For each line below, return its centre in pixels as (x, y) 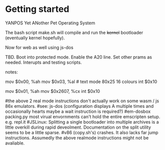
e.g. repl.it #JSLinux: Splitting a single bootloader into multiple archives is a (82, 122)
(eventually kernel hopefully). (35, 38)
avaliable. (15, 143)
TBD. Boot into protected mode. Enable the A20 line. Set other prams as (79, 57)
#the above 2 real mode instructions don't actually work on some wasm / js (82, 101)
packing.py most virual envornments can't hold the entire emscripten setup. (83, 116)
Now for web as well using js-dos (39, 47)
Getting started (37, 9)
